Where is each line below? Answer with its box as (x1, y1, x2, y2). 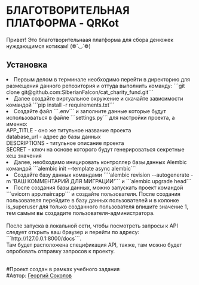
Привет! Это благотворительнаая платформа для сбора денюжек (6, 36, 174, 43)
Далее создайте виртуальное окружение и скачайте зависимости (14, 95, 183, 102)
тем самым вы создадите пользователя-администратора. (6, 209, 155, 216)
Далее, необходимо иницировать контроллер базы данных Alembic (14, 158, 187, 165)
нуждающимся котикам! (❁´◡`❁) (6, 43, 91, 50)
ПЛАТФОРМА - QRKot (6, 16, 120, 30)
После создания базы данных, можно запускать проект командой (14, 184, 183, 191)
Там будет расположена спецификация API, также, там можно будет (6, 241, 182, 248)
